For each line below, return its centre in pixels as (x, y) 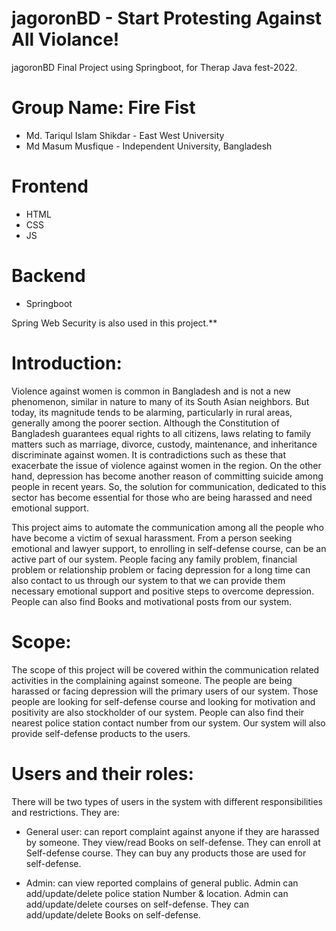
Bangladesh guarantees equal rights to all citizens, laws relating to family (161, 433)
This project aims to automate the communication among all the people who (167, 527)
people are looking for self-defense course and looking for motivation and (163, 701)
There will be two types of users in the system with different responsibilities (167, 801)
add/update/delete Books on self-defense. (113, 914)
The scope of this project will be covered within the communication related (165, 669)
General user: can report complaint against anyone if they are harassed (172, 831)
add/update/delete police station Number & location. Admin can (157, 893)
